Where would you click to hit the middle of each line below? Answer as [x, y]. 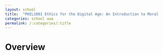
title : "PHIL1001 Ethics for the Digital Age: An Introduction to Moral [82, 14]
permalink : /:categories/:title [38, 23]
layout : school [21, 9]
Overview [25, 47]
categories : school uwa [29, 18]
